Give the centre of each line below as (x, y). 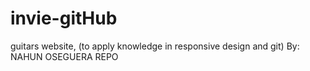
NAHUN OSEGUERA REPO (64, 56)
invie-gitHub (64, 18)
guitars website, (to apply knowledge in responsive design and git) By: (155, 46)
